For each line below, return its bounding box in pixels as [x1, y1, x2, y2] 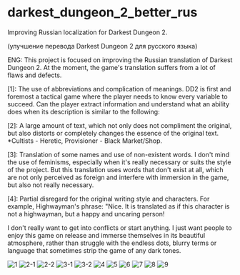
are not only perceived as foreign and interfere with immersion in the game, [7, 173, 229, 181]
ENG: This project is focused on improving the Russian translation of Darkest [7, 55, 233, 64]
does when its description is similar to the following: [7, 107, 160, 116]
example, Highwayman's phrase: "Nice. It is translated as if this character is [7, 201, 230, 211]
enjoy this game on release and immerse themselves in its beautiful [7, 231, 206, 239]
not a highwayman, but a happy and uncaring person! [7, 209, 165, 218]
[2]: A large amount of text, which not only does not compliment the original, [7, 121, 232, 129]
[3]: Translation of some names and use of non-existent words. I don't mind [7, 150, 230, 159]
